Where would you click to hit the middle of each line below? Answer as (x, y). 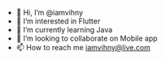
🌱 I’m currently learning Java (64, 30)
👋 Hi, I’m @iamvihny (50, 13)
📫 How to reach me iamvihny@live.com (83, 47)
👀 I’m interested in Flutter (58, 21)
